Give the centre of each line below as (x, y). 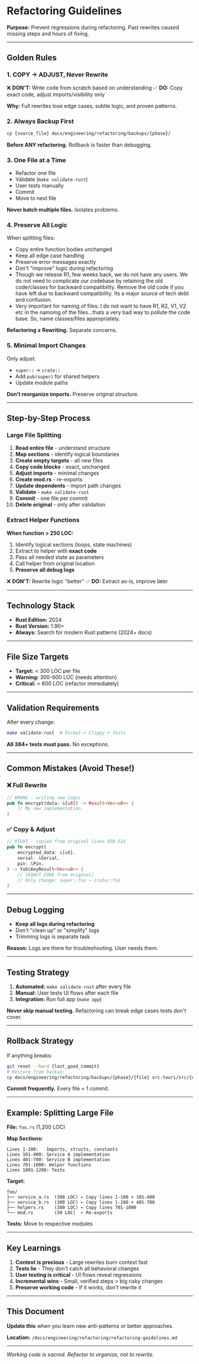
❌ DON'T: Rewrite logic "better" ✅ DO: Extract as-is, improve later (87, 581)
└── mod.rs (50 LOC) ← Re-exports (60, 1213)
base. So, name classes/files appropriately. (68, 319)
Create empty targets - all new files (59, 461)
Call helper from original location (55, 563)
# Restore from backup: (36, 1072)
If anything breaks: (30, 1055)
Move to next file (36, 198)
